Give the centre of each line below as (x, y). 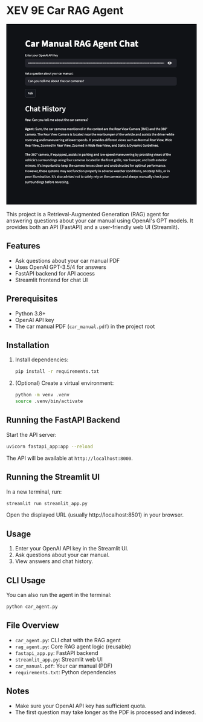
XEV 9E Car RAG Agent (65, 11)
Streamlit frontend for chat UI (51, 280)
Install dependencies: (42, 359)
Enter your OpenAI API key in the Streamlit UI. (72, 549)
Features (23, 246)
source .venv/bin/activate (49, 401)
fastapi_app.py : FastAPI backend (56, 653)
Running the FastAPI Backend (63, 420)
